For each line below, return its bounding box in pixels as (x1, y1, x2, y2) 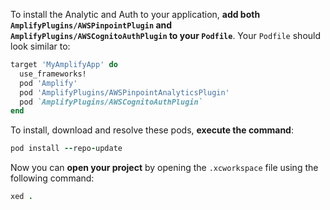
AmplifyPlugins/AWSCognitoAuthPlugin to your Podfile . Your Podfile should (10, 30, 322, 41)
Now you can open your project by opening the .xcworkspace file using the (10, 162, 319, 174)
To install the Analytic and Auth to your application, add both (10, 9, 261, 20)
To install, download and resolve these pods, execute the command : (10, 124, 294, 136)
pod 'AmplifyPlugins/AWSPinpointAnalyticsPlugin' (19, 87, 230, 98)
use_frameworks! (19, 69, 87, 79)
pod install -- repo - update (10, 144, 123, 154)
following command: (10, 172, 95, 184)
